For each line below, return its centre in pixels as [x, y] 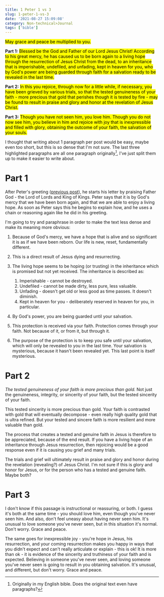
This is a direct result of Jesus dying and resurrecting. [66, 256]
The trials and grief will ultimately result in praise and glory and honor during [82, 459]
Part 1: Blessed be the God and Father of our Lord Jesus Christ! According [80, 51]
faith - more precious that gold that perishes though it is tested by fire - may [82, 97]
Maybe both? [18, 475]
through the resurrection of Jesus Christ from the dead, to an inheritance [79, 62]
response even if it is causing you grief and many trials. [61, 450]
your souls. [16, 133]
